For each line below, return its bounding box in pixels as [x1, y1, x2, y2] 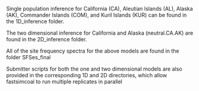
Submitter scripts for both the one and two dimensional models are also [6, 65, 182, 72]
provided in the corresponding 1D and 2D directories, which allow [6, 72, 167, 78]
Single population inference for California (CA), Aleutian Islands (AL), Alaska [6, 5, 193, 12]
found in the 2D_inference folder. [6, 36, 87, 43]
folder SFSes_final [6, 54, 51, 60]
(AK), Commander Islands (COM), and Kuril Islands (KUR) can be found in [6, 11, 187, 19]
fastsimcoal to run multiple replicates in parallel [6, 78, 123, 85]
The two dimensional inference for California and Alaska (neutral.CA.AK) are [6, 29, 194, 37]
